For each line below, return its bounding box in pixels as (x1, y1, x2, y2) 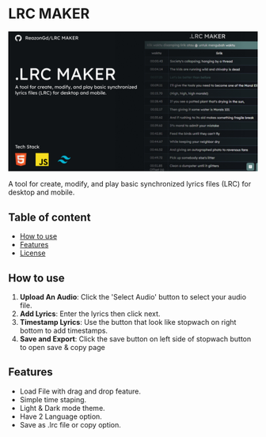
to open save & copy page (19, 343, 105, 352)
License (19, 248, 46, 258)
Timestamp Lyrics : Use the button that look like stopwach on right (19, 318, 237, 327)
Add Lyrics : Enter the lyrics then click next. (19, 309, 161, 318)
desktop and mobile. (8, 187, 75, 198)
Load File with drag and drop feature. (19, 386, 141, 396)
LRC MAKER (8, 5, 90, 23)
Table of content (8, 210, 91, 224)
